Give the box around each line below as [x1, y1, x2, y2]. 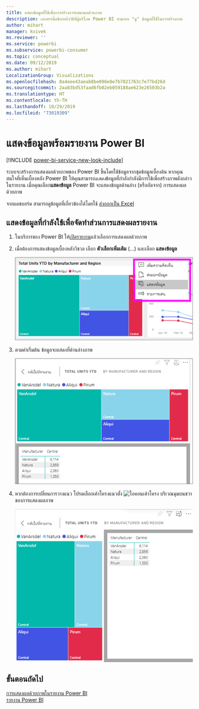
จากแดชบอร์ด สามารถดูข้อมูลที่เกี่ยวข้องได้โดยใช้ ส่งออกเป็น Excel [6, 200, 134, 207]
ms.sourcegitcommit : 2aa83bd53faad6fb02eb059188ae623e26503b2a [6, 85, 166, 91]
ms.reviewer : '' [6, 34, 46, 41]
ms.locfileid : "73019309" [6, 110, 70, 116]
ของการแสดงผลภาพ [14, 497, 53, 504]
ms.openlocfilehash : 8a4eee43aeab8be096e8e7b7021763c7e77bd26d [6, 79, 166, 84]
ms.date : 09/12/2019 [6, 59, 57, 65]
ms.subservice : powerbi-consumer [6, 48, 89, 54]
